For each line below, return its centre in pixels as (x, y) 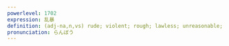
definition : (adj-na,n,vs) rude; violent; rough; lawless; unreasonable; (115, 26)
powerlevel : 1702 (32, 13)
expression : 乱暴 (31, 20)
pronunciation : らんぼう (41, 32)
